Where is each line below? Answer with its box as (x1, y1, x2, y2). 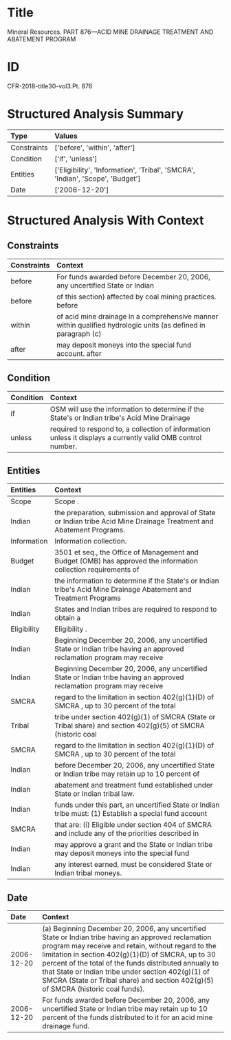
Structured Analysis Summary (7, 106, 184, 122)
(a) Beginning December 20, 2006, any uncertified (42, 924, 206, 934)
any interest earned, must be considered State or (54, 860, 213, 870)
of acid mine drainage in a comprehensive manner (56, 312, 219, 321)
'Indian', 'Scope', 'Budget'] (54, 174, 141, 183)
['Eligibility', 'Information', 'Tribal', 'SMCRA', (54, 165, 195, 174)
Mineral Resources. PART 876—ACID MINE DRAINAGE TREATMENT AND (7, 28, 214, 36)
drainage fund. (42, 1021, 90, 1031)
